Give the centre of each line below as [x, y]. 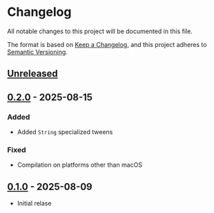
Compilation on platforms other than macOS [80, 165]
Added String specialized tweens [65, 132]
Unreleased [33, 74]
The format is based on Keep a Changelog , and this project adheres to [107, 44]
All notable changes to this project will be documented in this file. [100, 31]
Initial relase [34, 203]
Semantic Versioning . [37, 52]
